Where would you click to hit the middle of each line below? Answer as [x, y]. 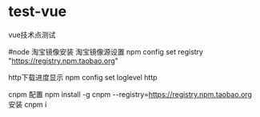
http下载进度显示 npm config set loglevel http [83, 77]
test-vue [38, 12]
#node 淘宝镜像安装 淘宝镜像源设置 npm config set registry [106, 51]
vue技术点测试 [32, 34]
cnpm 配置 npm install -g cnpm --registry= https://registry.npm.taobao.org [130, 94]
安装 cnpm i [28, 104]
